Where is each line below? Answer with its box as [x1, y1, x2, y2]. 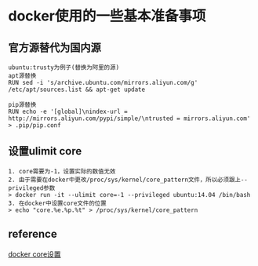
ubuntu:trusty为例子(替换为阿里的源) [8, 64, 120, 71]
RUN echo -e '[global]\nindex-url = [8, 107, 128, 115]
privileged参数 [8, 184, 56, 192]
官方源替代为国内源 [8, 41, 101, 54]
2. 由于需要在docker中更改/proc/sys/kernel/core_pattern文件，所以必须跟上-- [8, 176, 249, 184]
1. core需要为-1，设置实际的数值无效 [8, 167, 116, 175]
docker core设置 [8, 249, 61, 259]
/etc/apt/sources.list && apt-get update [8, 86, 146, 93]
